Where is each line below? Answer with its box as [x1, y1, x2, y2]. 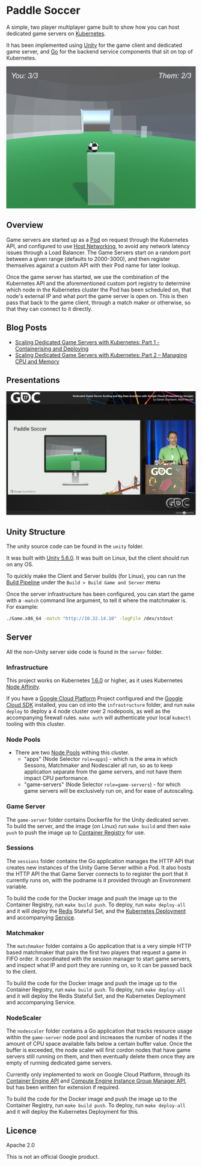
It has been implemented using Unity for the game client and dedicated [6, 41, 182, 49]
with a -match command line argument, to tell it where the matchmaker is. [6, 596, 188, 604]
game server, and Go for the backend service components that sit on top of [6, 47, 194, 55]
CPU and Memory [14, 358, 60, 365]
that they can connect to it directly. [6, 305, 93, 313]
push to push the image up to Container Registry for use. [6, 829, 145, 836]
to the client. [6, 968, 37, 975]
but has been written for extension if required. [6, 1084, 120, 1091]
